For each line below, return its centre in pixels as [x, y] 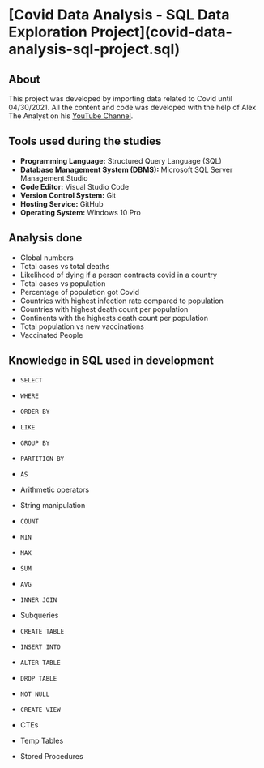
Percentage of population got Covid [80, 292]
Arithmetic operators [55, 490]
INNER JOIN [38, 600]
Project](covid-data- [161, 32]
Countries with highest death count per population [104, 309]
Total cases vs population [63, 283]
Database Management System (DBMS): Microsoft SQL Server [126, 169]
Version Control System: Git [68, 195]
